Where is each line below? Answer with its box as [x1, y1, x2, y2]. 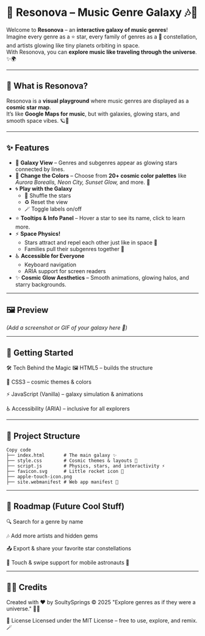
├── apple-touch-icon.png [6, 473, 72, 480]
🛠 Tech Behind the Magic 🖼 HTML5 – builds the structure [6, 364, 153, 371]
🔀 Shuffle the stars [24, 192, 71, 199]
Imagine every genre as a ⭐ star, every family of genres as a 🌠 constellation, [6, 33, 198, 40]
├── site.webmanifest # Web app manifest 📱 [6, 479, 119, 485]
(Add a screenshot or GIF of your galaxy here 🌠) [6, 324, 128, 332]
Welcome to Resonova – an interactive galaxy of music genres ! [6, 26, 168, 33]
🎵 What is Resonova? [6, 81, 88, 91]
